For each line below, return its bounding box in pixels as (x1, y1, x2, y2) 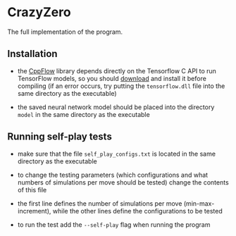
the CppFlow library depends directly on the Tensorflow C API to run (17, 66, 217, 75)
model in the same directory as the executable (17, 110, 150, 118)
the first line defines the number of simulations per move (17, 199, 182, 208)
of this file (17, 185, 47, 194)
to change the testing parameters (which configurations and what (17, 170, 209, 179)
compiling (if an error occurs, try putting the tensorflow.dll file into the (17, 82, 225, 90)
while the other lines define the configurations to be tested (52, 206, 223, 215)
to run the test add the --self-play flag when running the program (17, 220, 211, 229)
